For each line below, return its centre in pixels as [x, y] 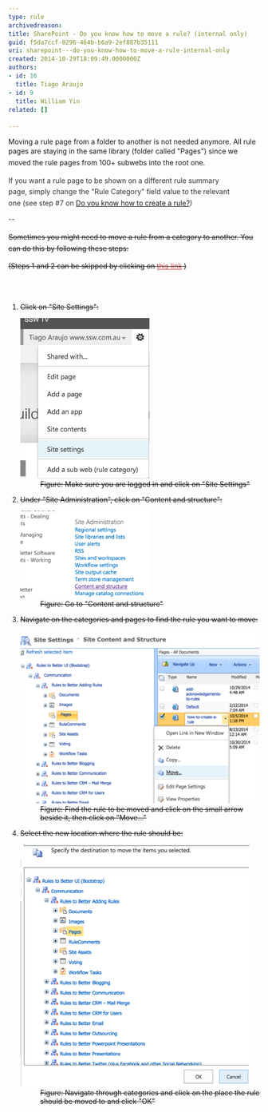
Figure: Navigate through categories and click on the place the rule [150, 1092]
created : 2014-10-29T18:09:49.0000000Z [75, 59]
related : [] [28, 109]
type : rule [26, 17]
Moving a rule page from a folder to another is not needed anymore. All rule [132, 142]
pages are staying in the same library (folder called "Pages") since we [123, 151]
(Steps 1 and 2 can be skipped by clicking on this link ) [98, 266]
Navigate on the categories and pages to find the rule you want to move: [139, 620]
